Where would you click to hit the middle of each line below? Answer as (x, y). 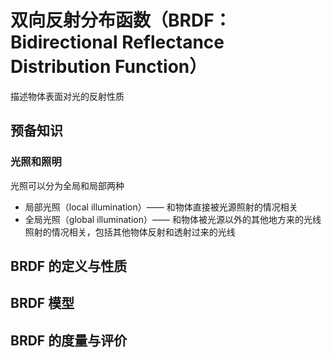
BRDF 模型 (42, 303)
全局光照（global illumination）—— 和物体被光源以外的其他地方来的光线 (173, 219)
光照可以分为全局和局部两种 (67, 185)
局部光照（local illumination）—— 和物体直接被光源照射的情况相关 (161, 207)
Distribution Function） (109, 67)
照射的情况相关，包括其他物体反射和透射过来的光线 (130, 232)
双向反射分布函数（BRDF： (121, 20)
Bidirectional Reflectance (117, 42)
